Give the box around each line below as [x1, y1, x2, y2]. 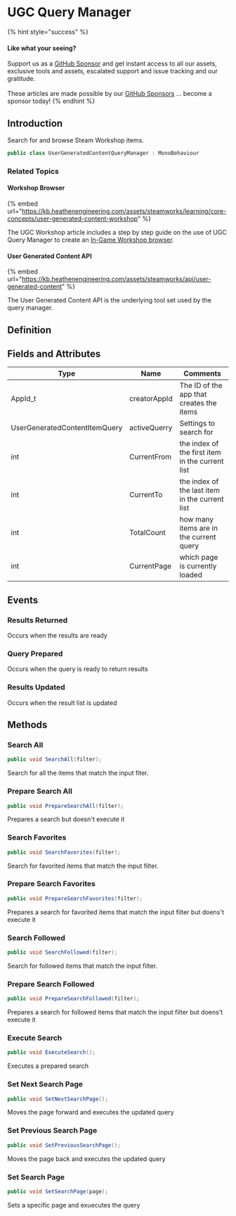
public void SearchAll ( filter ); [7, 756, 102, 763]
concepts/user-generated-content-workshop [7, 214, 138, 223]
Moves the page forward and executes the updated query [7, 1108, 174, 1117]
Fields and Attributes [7, 348, 101, 360]
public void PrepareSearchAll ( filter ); [7, 802, 124, 809]
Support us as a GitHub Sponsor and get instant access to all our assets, [7, 59, 218, 68]
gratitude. [7, 75, 36, 83]
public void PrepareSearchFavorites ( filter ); [7, 895, 143, 902]
